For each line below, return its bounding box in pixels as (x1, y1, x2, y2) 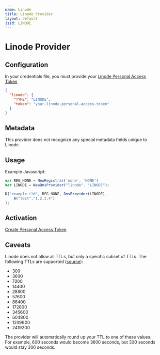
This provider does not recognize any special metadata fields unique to (5, 137, 147, 143)
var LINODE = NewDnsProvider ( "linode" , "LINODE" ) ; (5, 183, 110, 187)
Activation (5, 214, 37, 222)
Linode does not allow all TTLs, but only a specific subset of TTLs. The (5, 254, 147, 260)
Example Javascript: (5, 169, 46, 175)
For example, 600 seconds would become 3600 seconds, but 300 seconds (5, 340, 156, 345)
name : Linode (5, 7, 32, 12)
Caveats (5, 241, 31, 249)
